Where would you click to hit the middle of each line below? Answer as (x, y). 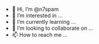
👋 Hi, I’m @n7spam (35, 9)
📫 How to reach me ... (40, 35)
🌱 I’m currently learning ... (44, 22)
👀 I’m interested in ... (37, 15)
